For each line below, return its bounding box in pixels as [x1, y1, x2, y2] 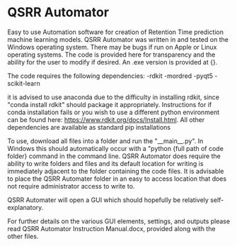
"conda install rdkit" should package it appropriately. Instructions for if [7, 100, 212, 108]
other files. [7, 232, 39, 240]
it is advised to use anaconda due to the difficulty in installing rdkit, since [7, 93, 219, 101]
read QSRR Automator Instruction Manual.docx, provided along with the [7, 224, 216, 233]
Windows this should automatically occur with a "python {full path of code [7, 144, 224, 152]
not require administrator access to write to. [7, 181, 135, 190]
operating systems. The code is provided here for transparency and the [7, 50, 216, 59]
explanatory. [7, 203, 44, 211]
